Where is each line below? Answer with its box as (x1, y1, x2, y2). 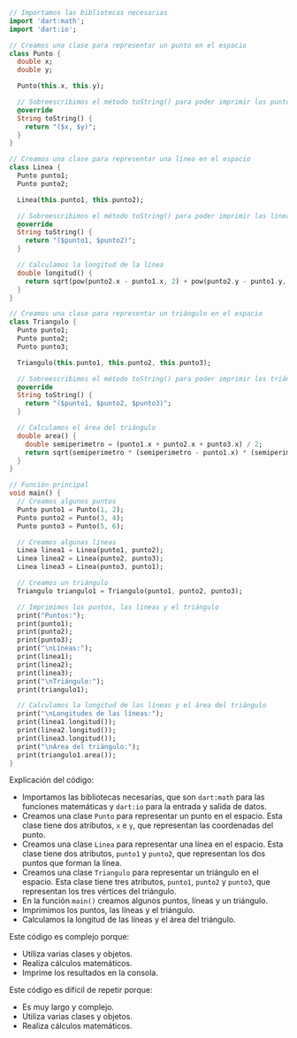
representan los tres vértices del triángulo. (21, 886, 177, 897)
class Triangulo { (9, 317, 77, 327)
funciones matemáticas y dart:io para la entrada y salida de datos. (21, 801, 268, 812)
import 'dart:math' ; (9, 16, 86, 26)
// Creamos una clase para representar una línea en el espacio (9, 155, 251, 164)
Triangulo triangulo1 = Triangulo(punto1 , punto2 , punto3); (17, 586, 243, 596)
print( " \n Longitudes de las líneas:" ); (17, 709, 164, 718)
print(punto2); (17, 628, 73, 636)
